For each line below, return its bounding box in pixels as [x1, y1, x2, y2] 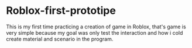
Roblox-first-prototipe [6, 4, 116, 17]
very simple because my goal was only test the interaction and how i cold [6, 29, 183, 36]
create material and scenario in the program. [6, 35, 114, 42]
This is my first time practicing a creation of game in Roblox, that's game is [6, 23, 186, 30]
